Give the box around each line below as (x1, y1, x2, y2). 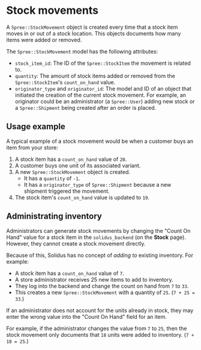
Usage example (6, 121, 66, 132)
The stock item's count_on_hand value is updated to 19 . (14, 193, 150, 201)
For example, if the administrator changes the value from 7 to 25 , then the (6, 325, 187, 332)
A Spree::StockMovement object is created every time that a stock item (6, 23, 178, 31)
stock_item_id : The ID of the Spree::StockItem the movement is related (14, 59, 191, 67)
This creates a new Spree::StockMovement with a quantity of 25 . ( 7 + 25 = (14, 289, 195, 296)
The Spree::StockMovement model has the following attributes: (6, 47, 158, 55)
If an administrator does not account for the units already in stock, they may (6, 307, 194, 314)
